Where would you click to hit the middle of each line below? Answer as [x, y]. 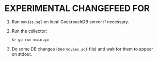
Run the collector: [29, 31]
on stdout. [22, 54]
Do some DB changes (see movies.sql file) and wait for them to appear [82, 49]
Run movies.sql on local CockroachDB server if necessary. [70, 22]
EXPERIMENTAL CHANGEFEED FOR [77, 8]
